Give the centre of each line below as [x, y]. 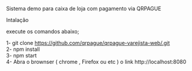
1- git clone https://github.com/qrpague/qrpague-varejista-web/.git [88, 43]
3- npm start [22, 55]
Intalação [17, 20]
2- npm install [23, 49]
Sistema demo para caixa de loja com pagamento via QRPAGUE [84, 9]
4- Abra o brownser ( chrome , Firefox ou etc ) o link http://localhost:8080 [96, 62]
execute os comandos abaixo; [43, 31]
